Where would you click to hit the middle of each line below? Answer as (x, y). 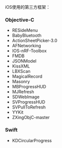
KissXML (21, 66)
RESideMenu (25, 30)
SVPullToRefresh (29, 107)
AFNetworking (26, 46)
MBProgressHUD (29, 87)
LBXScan (21, 71)
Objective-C (20, 20)
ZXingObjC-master (31, 118)
